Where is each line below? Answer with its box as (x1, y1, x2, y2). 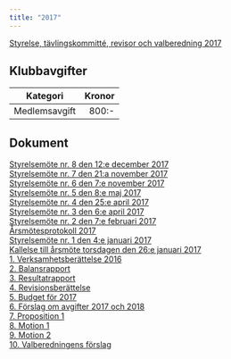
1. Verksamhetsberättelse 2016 (9, 254, 122, 264)
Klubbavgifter (9, 63, 87, 79)
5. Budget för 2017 (9, 292, 78, 303)
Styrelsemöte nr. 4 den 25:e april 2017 (9, 197, 150, 208)
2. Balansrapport (9, 263, 71, 274)
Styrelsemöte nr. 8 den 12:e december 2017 (9, 159, 169, 170)
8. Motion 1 (9, 321, 50, 331)
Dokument (9, 135, 69, 150)
